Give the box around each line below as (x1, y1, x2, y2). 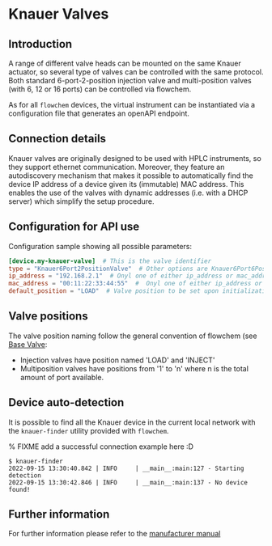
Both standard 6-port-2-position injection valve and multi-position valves (8, 76, 253, 85)
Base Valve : (8, 339, 48, 349)
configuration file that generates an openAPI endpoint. (8, 108, 190, 118)
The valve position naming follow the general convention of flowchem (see (8, 331, 257, 341)
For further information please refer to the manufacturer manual (8, 529, 221, 539)
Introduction (8, 37, 73, 51)
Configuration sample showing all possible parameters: (8, 241, 193, 251)
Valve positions (8, 309, 88, 324)
